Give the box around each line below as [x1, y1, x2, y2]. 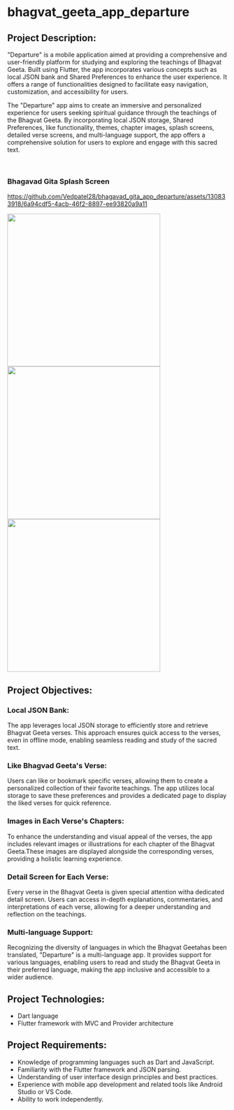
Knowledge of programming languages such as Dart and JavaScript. [17, 1058, 215, 1066]
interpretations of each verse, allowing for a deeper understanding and [7, 902, 212, 911]
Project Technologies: [7, 993, 105, 1005]
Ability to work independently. [17, 1095, 104, 1103]
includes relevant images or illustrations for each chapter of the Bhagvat [7, 839, 215, 848]
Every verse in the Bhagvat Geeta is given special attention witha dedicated [7, 887, 225, 896]
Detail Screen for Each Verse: [7, 872, 109, 882]
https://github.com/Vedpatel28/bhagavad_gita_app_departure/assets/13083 [7, 193, 226, 201]
